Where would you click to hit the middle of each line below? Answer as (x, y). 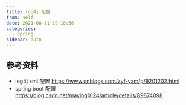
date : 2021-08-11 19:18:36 (40, 23)
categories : (21, 28)
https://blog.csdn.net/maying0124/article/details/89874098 (89, 95)
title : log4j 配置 (28, 12)
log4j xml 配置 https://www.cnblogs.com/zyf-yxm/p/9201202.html (97, 81)
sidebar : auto (24, 40)
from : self (20, 17)
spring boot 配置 (35, 88)
